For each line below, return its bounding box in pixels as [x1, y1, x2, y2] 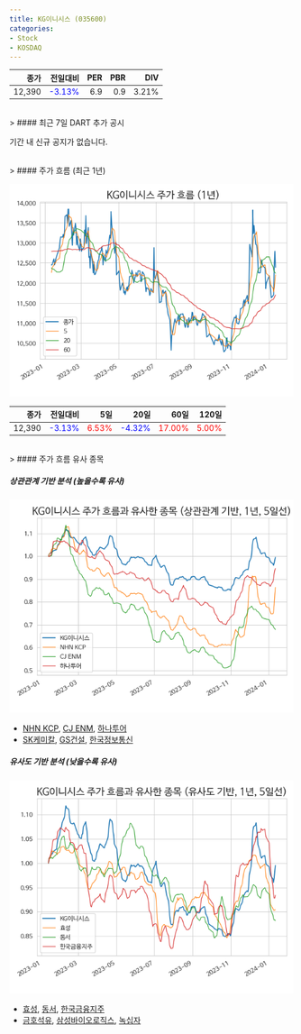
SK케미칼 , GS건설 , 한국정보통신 [22, 734, 133, 745]
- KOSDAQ [9, 43, 42, 52]
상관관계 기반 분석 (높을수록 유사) [9, 476, 125, 487]
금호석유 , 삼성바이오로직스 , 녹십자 [22, 1014, 141, 1025]
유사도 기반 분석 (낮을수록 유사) [9, 756, 118, 767]
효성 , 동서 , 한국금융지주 [22, 1003, 105, 1014]
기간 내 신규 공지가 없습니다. [9, 136, 108, 147]
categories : [9, 23, 54, 33]
